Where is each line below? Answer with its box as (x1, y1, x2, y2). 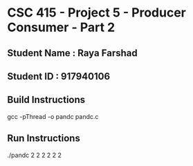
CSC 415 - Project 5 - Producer (7, 5, 187, 21)
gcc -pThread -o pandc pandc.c (7, 112, 99, 120)
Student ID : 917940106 (7, 71, 111, 82)
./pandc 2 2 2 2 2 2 (7, 151, 62, 159)
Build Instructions (7, 94, 86, 106)
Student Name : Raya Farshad (7, 47, 138, 59)
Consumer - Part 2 (7, 19, 116, 35)
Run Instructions (7, 133, 81, 145)
